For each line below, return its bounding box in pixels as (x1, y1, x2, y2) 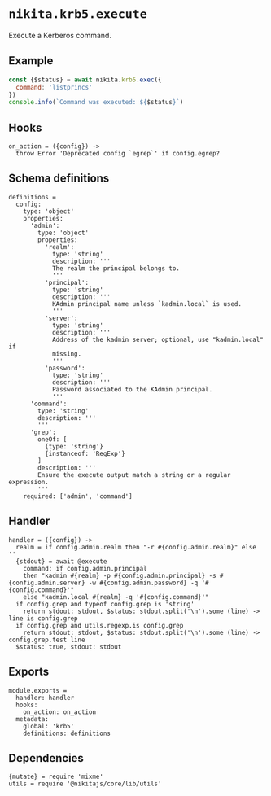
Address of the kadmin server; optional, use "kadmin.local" (51, 335, 264, 343)
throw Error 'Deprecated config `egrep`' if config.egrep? (15, 150, 221, 158)
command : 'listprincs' (15, 83, 93, 91)
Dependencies (8, 751, 84, 765)
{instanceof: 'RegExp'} (44, 449, 126, 457)
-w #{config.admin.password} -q (88, 579, 199, 587)
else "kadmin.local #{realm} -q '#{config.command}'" (23, 593, 209, 601)
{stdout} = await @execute (15, 557, 107, 566)
